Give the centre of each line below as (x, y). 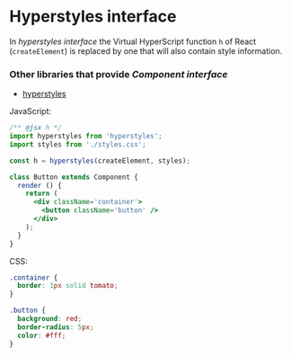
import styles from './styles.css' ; (78, 144)
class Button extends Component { (74, 177)
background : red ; (50, 319)
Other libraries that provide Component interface (119, 74)
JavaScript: (31, 112)
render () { (40, 185)
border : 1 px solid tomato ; (68, 286)
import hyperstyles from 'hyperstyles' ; (86, 137)
